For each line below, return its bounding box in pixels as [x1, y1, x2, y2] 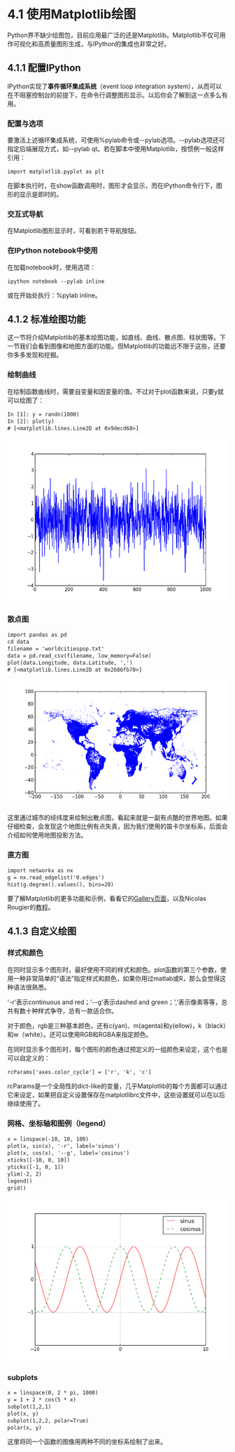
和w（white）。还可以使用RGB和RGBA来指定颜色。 [7, 1030, 152, 1038]
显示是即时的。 [19, 190, 63, 199]
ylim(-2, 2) [7, 1171, 42, 1178]
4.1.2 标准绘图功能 [7, 313, 86, 325]
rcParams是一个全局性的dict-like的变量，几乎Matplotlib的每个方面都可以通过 [7, 1082, 228, 1090]
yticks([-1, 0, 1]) [7, 1164, 64, 1171]
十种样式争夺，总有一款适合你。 [25, 1006, 117, 1015]
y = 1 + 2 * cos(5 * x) [7, 1397, 77, 1404]
